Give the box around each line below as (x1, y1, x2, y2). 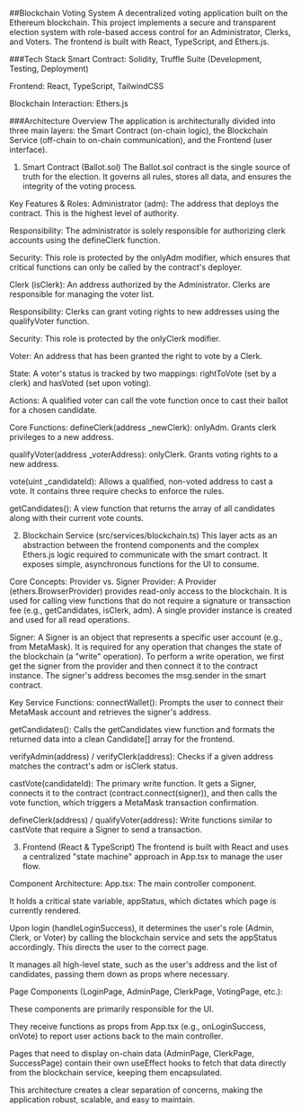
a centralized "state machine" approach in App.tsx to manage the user (22, 851, 283, 862)
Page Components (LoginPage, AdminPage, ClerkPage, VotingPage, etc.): (9, 986, 283, 997)
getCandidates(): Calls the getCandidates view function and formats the (9, 724, 276, 734)
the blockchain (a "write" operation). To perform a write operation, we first (9, 651, 285, 661)
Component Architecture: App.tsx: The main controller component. (9, 878, 257, 889)
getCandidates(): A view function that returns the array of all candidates (9, 503, 276, 514)
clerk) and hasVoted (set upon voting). (9, 378, 152, 388)
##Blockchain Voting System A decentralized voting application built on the (9, 8, 288, 18)
